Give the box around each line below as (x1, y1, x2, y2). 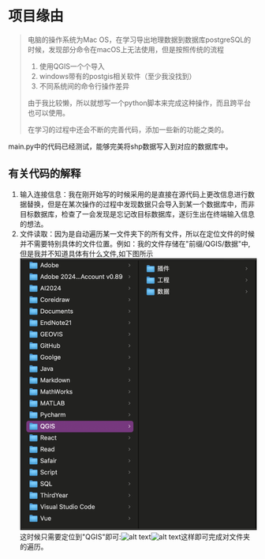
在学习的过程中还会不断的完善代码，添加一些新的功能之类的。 (27, 124, 229, 134)
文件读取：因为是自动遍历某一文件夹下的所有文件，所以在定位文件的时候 (19, 229, 255, 238)
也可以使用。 (27, 108, 69, 117)
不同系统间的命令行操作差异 (39, 81, 130, 91)
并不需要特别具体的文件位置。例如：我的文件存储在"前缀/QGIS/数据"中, (19, 239, 251, 248)
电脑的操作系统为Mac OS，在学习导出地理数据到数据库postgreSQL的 (27, 35, 252, 44)
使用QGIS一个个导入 (39, 61, 105, 71)
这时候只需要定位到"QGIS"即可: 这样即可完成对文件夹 (19, 532, 251, 542)
